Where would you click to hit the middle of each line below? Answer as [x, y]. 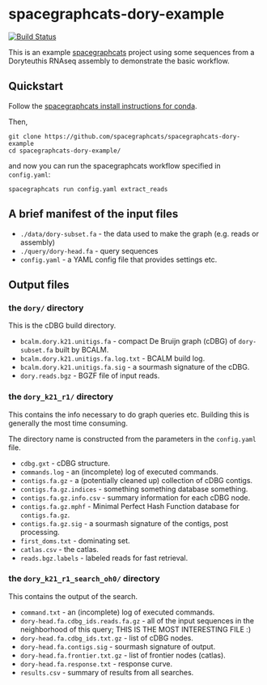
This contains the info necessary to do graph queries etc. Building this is [129, 414]
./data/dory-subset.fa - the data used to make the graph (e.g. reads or [139, 233]
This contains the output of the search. [73, 596]
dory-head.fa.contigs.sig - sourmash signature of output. [118, 646]
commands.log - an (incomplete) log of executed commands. [119, 472]
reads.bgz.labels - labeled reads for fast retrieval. [104, 558]
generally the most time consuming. [68, 423]
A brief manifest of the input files [93, 214]
